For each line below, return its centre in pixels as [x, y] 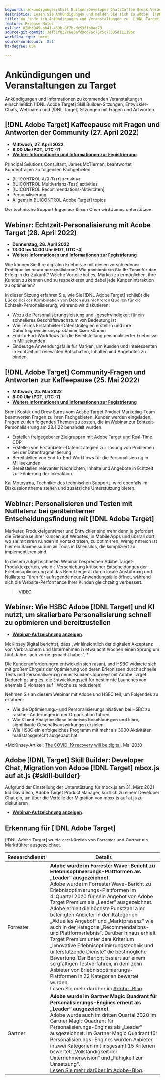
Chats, [12, 109]
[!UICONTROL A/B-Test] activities [46, 179]
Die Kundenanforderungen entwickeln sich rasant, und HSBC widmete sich [81, 664]
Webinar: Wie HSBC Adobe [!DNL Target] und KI [80, 607]
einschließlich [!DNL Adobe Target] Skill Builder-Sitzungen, [65, 104]
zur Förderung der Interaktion [42, 473]
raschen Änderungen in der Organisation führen [61, 714]
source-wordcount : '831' [30, 42]
